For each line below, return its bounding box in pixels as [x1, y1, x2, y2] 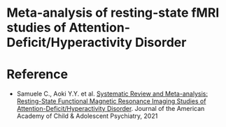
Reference [6, 66, 68, 82]
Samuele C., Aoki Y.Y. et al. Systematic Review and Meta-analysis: [16, 89, 208, 98]
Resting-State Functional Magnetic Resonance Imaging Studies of [16, 97, 206, 105]
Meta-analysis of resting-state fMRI [6, 5, 220, 21]
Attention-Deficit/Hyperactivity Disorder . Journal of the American [16, 105, 205, 113]
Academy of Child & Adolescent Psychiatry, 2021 [16, 112, 158, 120]
